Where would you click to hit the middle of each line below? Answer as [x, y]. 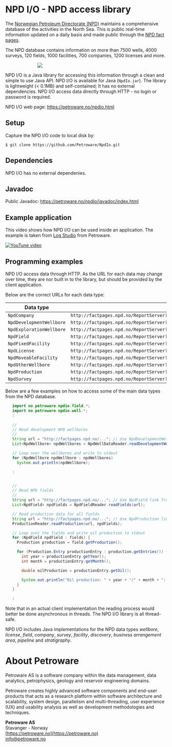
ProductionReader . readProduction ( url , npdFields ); [67, 524]
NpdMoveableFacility [33, 358]
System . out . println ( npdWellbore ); [53, 463]
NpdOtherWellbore [29, 365]
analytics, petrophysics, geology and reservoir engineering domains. [78, 681]
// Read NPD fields [33, 491]
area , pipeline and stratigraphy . [39, 640]
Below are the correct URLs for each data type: [55, 295]
